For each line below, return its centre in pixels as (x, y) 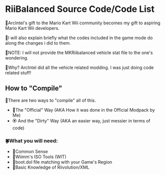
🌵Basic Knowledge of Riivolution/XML (51, 168)
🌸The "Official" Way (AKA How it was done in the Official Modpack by (83, 110)
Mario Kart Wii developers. (32, 28)
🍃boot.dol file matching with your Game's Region (62, 162)
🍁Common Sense (30, 152)
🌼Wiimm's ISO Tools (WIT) (39, 157)
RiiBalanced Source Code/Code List (80, 9)
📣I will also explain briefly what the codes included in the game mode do (79, 38)
